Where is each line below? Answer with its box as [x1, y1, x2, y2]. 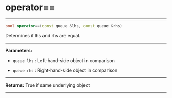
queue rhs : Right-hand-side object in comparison [12, 67, 118, 73]
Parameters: [5, 47, 32, 53]
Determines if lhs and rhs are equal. [5, 32, 81, 38]
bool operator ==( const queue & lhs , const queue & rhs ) [5, 23, 123, 28]
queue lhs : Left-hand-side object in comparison [12, 57, 115, 63]
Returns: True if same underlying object [5, 82, 90, 88]
